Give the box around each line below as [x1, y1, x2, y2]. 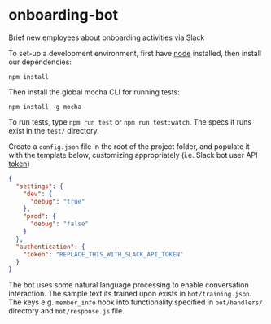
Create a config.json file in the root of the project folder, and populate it [8, 141, 250, 151]
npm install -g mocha [8, 103, 82, 111]
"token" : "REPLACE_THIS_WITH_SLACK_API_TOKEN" [23, 250, 184, 258]
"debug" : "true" [29, 197, 85, 205]
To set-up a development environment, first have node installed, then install [8, 48, 262, 58]
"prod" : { [23, 212, 57, 221]
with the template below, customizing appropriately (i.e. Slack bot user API [8, 150, 258, 160]
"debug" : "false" [29, 220, 90, 229]
